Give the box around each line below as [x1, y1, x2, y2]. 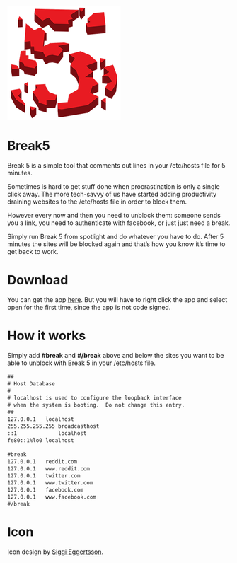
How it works [7, 328, 86, 344]
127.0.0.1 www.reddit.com [7, 465, 91, 472]
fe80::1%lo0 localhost [7, 436, 74, 444]
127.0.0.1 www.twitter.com [7, 479, 93, 487]
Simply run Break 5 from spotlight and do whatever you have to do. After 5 [7, 232, 224, 240]
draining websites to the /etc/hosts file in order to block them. [7, 197, 187, 206]
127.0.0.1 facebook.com [7, 486, 83, 494]
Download [7, 272, 69, 289]
